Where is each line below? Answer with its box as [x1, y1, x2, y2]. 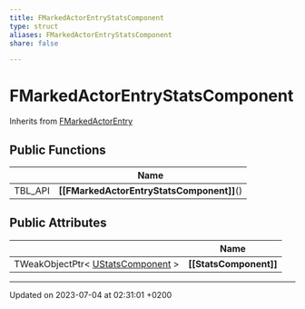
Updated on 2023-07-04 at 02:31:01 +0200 [9, 289, 172, 300]
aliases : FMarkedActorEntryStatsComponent [9, 30, 172, 39]
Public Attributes [9, 215, 107, 231]
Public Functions [9, 142, 106, 157]
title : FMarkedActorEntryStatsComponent [9, 13, 165, 23]
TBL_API [14, 184, 50, 196]
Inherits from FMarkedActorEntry [9, 115, 133, 127]
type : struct [9, 22, 59, 31]
